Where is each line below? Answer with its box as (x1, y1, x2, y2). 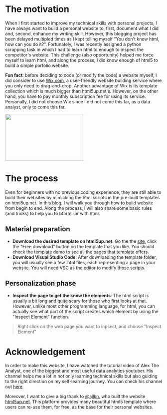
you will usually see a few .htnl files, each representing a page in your (12, 259, 156, 265)
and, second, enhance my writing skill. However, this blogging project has (5, 30, 157, 36)
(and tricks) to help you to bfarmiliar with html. (5, 210, 100, 216)
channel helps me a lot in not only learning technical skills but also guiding (5, 373, 158, 379)
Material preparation (5, 225, 71, 233)
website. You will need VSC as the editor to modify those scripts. (12, 265, 146, 271)
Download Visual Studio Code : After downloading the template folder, (12, 254, 157, 260)
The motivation (5, 3, 70, 15)
